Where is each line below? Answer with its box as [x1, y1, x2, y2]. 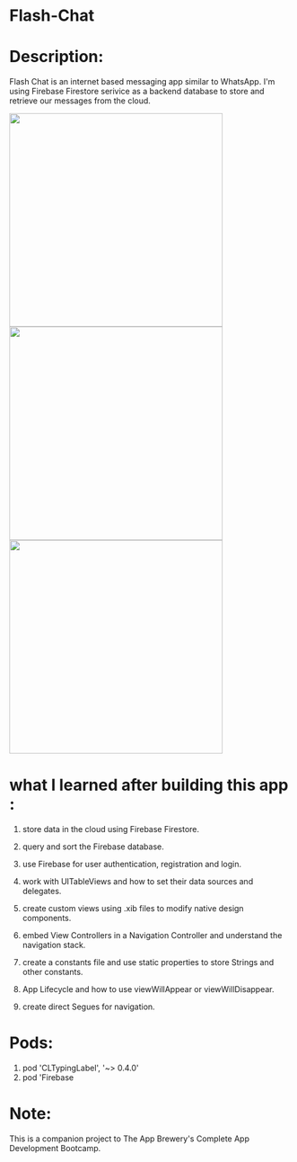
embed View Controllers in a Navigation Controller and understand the [22, 930, 283, 941]
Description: [9, 47, 104, 67]
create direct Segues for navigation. [22, 1001, 155, 1012]
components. [22, 913, 72, 924]
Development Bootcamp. [9, 1142, 101, 1153]
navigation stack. [22, 940, 86, 951]
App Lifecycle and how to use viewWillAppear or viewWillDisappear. [22, 984, 275, 995]
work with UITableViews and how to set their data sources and [22, 876, 254, 887]
